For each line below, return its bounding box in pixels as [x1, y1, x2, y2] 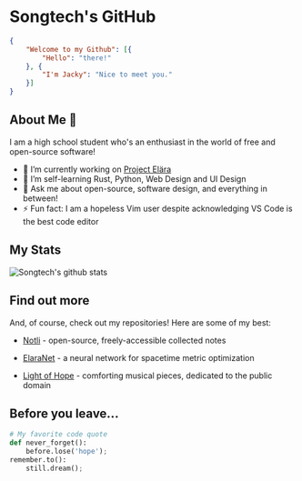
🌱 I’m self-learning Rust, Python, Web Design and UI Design [22, 173, 247, 184]
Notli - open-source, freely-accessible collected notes [22, 335, 226, 346]
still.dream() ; [25, 464, 84, 473]
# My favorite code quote [9, 430, 107, 439]
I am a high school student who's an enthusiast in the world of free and [9, 136, 276, 147]
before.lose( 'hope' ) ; [25, 447, 107, 456]
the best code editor [22, 215, 99, 226]
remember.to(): [9, 455, 67, 465]
